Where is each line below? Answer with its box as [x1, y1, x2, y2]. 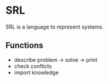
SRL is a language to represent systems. [5, 23, 104, 30]
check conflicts [14, 62, 52, 70]
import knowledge [14, 69, 59, 76]
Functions [5, 40, 44, 51]
